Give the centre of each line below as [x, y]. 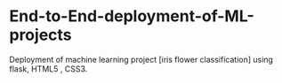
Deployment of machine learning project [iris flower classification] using [141, 59]
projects [41, 35]
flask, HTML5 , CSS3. [48, 69]
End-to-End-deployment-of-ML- [132, 16]
